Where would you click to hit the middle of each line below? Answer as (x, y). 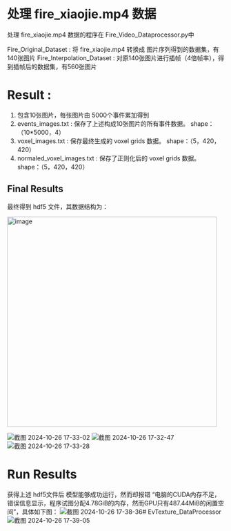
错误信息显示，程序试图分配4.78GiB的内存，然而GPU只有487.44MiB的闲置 (113, 503)
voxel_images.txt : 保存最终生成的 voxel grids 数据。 (91, 141)
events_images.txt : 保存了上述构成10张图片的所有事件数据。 (103, 123)
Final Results (36, 189)
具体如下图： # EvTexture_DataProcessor (122, 512)
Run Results (42, 474)
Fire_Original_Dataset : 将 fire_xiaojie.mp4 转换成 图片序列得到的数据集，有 (113, 49)
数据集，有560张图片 (67, 66)
